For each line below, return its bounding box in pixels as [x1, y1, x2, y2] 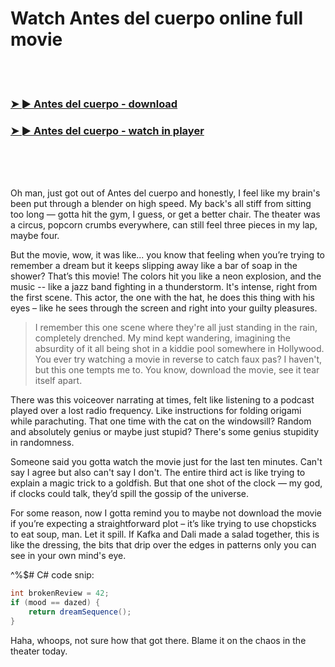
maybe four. [10, 230, 60, 242]
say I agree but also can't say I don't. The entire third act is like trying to [10, 467, 306, 479]
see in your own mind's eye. [10, 550, 127, 562]
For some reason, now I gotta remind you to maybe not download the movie [10, 507, 323, 519]
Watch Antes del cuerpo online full [10, 7, 303, 30]
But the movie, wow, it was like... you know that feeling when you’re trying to [10, 249, 325, 261]
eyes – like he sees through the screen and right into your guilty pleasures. [10, 302, 318, 314]
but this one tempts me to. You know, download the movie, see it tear [34, 364, 320, 376]
